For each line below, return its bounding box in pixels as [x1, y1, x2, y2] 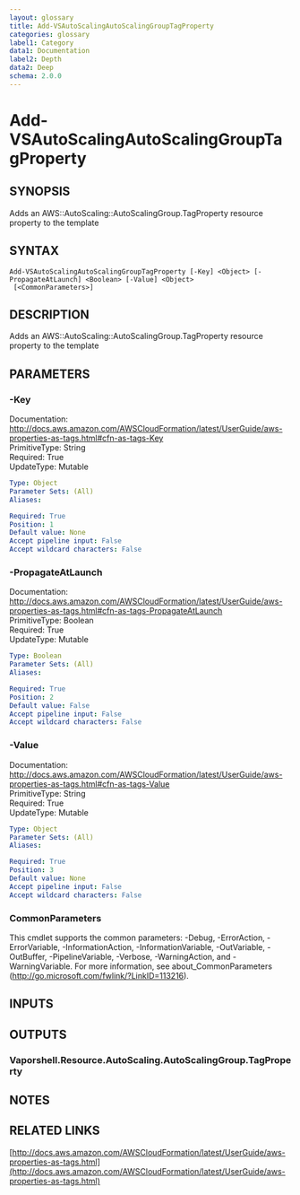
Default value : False [9, 701, 90, 710]
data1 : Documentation [9, 47, 90, 56]
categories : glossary [9, 30, 90, 39]
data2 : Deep [9, 64, 54, 73]
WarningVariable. [9, 961, 73, 972]
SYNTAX [9, 243, 60, 258]
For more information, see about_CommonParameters [74, 961, 273, 972]
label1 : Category [9, 38, 74, 48]
